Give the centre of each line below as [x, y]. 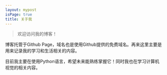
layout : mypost [21, 10]
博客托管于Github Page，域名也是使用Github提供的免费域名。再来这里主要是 [83, 44]
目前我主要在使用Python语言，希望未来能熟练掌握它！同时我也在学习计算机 [82, 61]
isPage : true [19, 14]
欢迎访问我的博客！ [37, 34]
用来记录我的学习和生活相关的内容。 [42, 51]
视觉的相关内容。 [23, 67]
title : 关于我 [19, 19]
